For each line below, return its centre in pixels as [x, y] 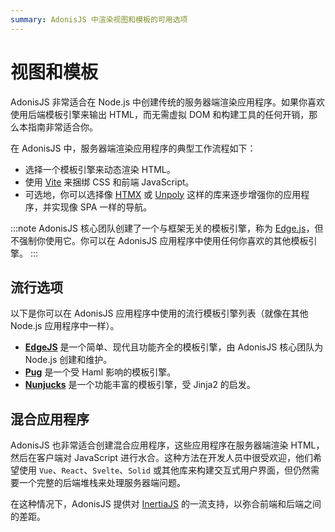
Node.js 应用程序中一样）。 [65, 326]
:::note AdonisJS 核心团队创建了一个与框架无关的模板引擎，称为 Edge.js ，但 [167, 228]
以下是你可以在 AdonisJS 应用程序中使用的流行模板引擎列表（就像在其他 [159, 313]
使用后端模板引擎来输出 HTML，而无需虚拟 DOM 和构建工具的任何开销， [160, 114]
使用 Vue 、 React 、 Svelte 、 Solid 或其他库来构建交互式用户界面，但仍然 [164, 470]
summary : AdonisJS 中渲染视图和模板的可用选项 [99, 19]
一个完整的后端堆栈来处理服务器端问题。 [102, 483]
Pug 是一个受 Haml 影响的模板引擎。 [100, 372]
